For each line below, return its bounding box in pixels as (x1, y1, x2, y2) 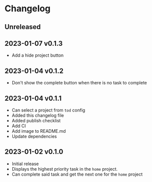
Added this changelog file (11, 112, 64, 118)
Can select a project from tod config (11, 107, 86, 113)
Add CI (11, 123, 26, 129)
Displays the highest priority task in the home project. (11, 166, 118, 172)
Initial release (11, 161, 39, 167)
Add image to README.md (11, 128, 66, 134)
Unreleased (4, 23, 41, 31)
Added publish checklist (11, 118, 61, 124)
